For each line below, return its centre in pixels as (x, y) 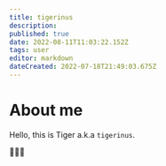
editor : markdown (41, 58)
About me (46, 110)
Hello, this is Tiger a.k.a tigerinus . (72, 134)
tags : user (29, 50)
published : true (39, 34)
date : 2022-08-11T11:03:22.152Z (69, 42)
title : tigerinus (41, 17)
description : (33, 26)
